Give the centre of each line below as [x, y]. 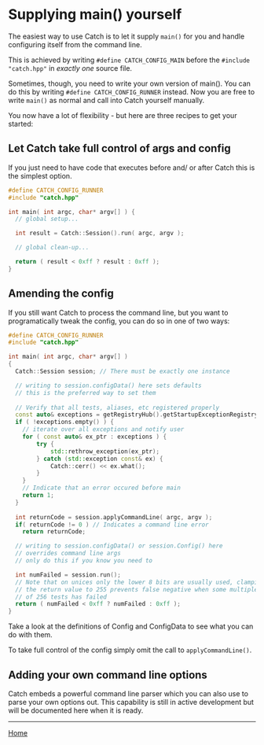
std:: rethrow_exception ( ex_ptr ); [104, 451]
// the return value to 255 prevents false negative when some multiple [137, 589]
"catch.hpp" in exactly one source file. [70, 68]
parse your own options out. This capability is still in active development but [131, 702]
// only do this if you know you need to [84, 561]
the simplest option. [40, 175]
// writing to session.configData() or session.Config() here [119, 546]
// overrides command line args [68, 553]
